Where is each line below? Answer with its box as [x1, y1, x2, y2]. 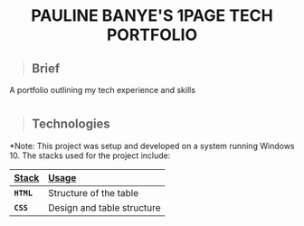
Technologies [31, 117, 110, 132]
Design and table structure [48, 201, 161, 213]
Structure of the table [48, 186, 139, 199]
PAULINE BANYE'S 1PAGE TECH [31, 5, 273, 26]
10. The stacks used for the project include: [9, 150, 171, 161]
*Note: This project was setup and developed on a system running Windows [9, 140, 295, 151]
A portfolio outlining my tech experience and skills [9, 85, 196, 95]
